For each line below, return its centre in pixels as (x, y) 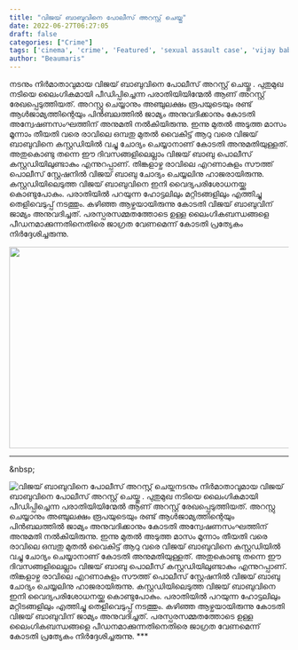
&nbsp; (22, 469)
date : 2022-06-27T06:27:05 (59, 26)
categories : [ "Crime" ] (51, 42)
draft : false (33, 34)
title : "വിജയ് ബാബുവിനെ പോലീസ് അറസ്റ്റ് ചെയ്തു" (98, 17)
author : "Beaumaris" (47, 59)
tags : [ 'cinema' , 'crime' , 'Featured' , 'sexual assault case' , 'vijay (142, 51)
